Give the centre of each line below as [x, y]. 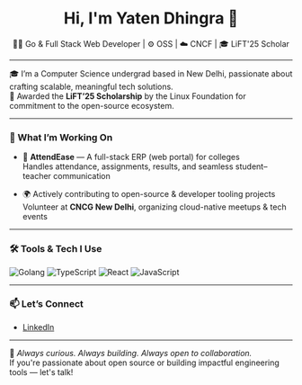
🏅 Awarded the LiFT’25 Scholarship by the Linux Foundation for [128, 96]
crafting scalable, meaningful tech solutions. [91, 86]
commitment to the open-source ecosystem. [92, 105]
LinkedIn [38, 327]
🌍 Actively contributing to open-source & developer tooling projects [149, 194]
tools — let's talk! [41, 372]
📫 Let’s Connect [46, 304]
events [35, 217]
